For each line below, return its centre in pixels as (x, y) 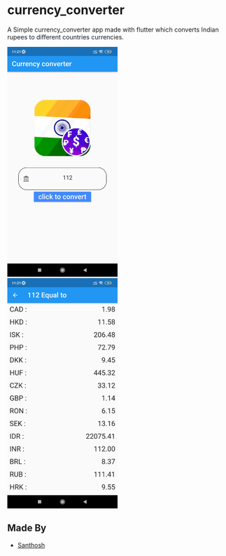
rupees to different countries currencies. (66, 37)
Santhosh (31, 545)
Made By (27, 528)
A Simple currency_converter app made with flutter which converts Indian (113, 29)
